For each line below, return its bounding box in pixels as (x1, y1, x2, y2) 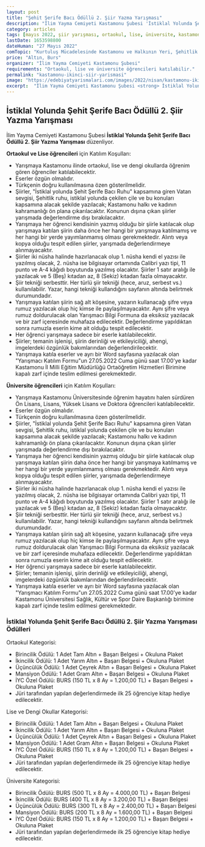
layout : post (6, 9, 40, 15)
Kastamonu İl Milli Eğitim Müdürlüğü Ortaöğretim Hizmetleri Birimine (15, 363, 186, 371)
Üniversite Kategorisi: (6, 777, 60, 785)
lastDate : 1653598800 (6, 37, 62, 43)
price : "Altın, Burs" (6, 55, 62, 61)
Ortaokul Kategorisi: (6, 639, 57, 646)
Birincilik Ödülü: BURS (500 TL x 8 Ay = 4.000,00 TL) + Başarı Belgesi (15, 789, 190, 797)
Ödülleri (6, 625, 31, 633)
